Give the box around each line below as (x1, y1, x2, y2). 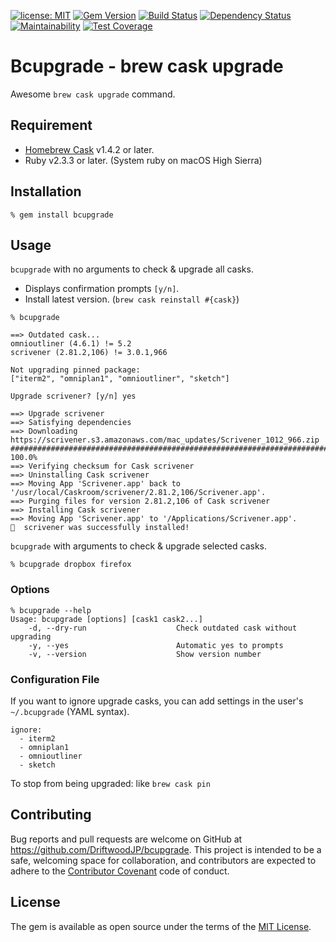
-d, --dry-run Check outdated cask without (28, 623, 298, 633)
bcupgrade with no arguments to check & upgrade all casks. (10, 263, 254, 275)
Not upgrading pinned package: (10, 365, 141, 375)
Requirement (10, 117, 93, 134)
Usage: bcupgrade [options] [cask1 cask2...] (10, 614, 203, 624)
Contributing (10, 806, 92, 824)
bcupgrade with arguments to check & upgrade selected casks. (10, 540, 267, 552)
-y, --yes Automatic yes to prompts (28, 640, 284, 650)
